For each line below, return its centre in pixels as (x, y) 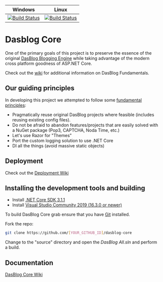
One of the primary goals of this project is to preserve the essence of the (79, 53)
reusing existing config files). (41, 120)
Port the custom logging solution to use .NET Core (63, 141)
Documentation (29, 263)
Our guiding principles (40, 88)
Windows (24, 10)
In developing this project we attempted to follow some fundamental (73, 100)
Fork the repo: (19, 224)
